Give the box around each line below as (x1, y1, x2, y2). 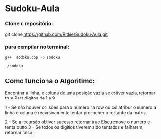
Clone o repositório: (5, 20, 53, 27)
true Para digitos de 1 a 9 (5, 95, 55, 101)
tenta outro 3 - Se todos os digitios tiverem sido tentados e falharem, (5, 124, 144, 130)
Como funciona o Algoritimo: (5, 77, 95, 85)
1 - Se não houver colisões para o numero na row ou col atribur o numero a (5, 104, 157, 110)
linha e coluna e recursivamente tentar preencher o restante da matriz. (5, 110, 148, 116)
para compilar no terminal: (5, 43, 69, 50)
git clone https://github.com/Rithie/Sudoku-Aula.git (5, 31, 108, 37)
